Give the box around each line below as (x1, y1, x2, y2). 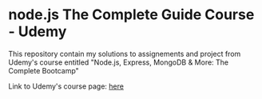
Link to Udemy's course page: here (8, 81, 124, 91)
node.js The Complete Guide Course (8, 6, 255, 24)
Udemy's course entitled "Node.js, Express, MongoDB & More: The (8, 57, 229, 67)
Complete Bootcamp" (8, 65, 80, 75)
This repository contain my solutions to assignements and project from (8, 49, 241, 58)
